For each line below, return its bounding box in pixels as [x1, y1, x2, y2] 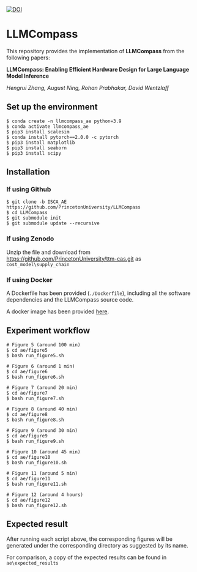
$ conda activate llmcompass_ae [6, 123, 89, 130]
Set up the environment [6, 102, 98, 113]
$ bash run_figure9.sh [6, 438, 64, 444]
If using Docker [6, 275, 53, 284]
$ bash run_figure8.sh [6, 417, 64, 423]
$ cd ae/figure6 [6, 368, 48, 374]
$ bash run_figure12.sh [6, 502, 67, 508]
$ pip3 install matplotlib [6, 139, 75, 146]
